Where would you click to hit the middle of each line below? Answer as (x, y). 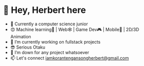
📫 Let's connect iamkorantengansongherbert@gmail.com (70, 58)
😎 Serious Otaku (28, 47)
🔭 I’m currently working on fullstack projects (55, 42)
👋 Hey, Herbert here (45, 10)
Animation (21, 36)
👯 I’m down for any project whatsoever (50, 52)
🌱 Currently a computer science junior (49, 24)
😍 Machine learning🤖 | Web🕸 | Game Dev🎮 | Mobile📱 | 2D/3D (74, 29)
